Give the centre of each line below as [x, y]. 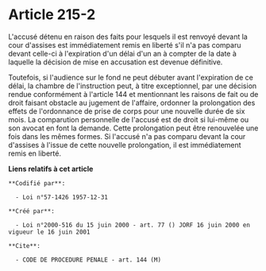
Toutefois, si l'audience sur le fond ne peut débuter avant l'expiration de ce [131, 77]
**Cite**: [25, 246]
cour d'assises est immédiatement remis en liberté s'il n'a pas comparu [125, 45]
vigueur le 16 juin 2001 [49, 232]
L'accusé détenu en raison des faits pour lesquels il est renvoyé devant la [128, 37]
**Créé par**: [32, 211]
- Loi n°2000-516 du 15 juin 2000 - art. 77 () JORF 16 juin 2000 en [133, 225]
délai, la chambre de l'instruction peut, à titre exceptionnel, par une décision [133, 86]
